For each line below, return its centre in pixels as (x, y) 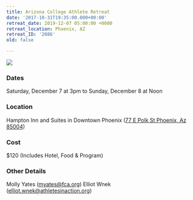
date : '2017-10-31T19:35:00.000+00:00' (57, 18)
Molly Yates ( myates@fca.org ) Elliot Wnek (59, 184)
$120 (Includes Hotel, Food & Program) (55, 155)
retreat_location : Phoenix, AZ (46, 29)
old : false (20, 40)
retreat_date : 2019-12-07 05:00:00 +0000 (59, 23)
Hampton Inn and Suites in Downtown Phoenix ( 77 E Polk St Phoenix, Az (96, 120)
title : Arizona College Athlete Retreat (58, 12)
